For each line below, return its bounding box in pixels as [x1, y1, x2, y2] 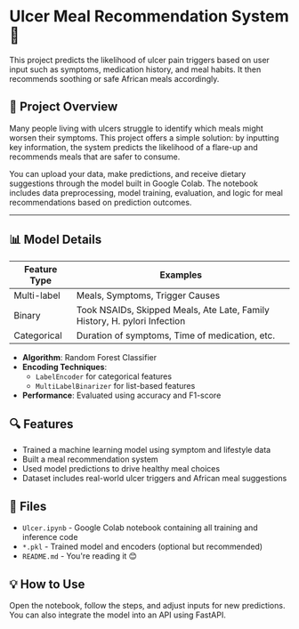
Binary [13, 309, 42, 321]
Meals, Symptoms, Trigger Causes [76, 289, 221, 302]
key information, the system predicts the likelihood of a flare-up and [9, 141, 258, 152]
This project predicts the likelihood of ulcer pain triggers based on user [9, 54, 270, 65]
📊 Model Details [9, 232, 102, 247]
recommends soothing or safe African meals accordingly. [9, 73, 220, 84]
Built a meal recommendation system [21, 454, 158, 464]
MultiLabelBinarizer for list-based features [35, 380, 196, 391]
